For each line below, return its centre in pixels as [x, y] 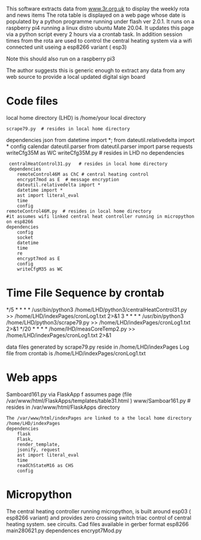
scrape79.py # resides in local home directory [68, 129]
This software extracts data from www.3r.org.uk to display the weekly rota [98, 9]
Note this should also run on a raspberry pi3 [61, 59]
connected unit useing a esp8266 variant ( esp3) [67, 47]
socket [25, 237]
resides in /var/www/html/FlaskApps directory [63, 407]
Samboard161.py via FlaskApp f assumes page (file [69, 394]
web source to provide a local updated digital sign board [76, 77]
